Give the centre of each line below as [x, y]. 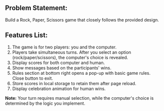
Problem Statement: [36, 8]
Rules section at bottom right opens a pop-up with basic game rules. [81, 73]
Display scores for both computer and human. [59, 63]
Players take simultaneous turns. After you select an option [71, 52]
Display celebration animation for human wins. [59, 89]
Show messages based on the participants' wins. [62, 67]
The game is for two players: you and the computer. [64, 47]
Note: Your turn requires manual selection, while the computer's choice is [80, 98]
